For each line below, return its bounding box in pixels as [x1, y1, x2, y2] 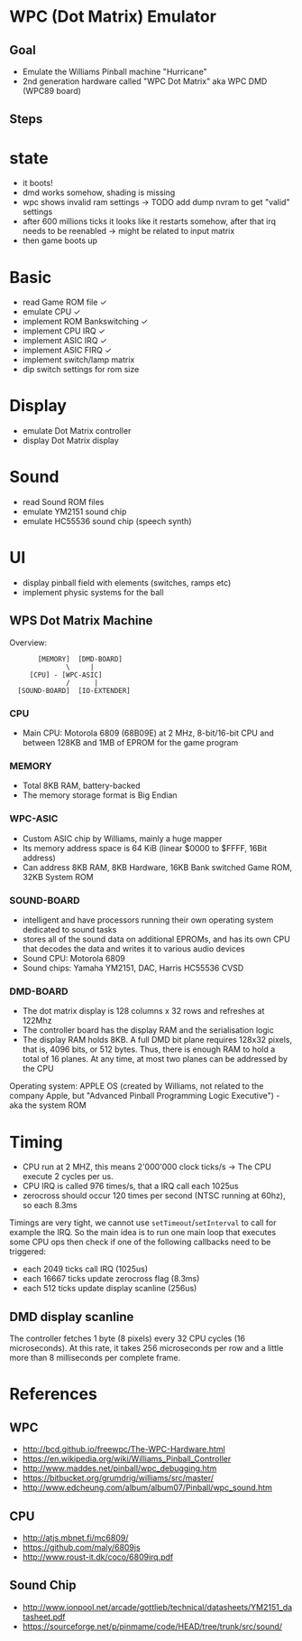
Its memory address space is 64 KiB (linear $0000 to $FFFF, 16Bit [22, 842, 268, 853]
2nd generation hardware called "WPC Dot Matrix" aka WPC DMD [22, 76, 268, 87]
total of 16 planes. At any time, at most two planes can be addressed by [22, 1054, 288, 1064]
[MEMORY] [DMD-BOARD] [37, 654, 124, 663]
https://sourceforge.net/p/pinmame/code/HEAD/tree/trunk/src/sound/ [22, 1620, 282, 1632]
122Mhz [22, 1015, 52, 1027]
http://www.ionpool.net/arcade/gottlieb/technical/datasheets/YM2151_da [22, 1601, 293, 1612]
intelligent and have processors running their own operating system [22, 914, 274, 925]
